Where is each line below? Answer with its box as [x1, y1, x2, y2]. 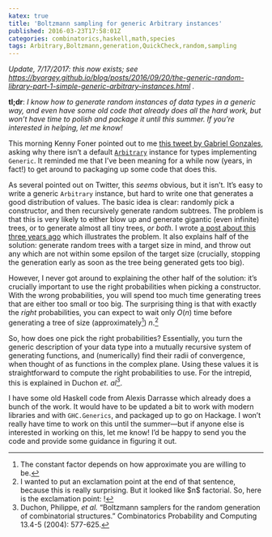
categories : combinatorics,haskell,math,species [8, 34, 176, 43]
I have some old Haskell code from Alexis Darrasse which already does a [8, 394, 251, 403]
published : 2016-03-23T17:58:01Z [8, 27, 121, 35]
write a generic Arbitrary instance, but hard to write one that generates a [8, 189, 253, 198]
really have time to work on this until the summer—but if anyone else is [8, 419, 244, 429]
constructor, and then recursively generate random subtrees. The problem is [8, 206, 264, 215]
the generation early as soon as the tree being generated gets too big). [8, 258, 245, 267]
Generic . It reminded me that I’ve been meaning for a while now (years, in [8, 156, 253, 166]
